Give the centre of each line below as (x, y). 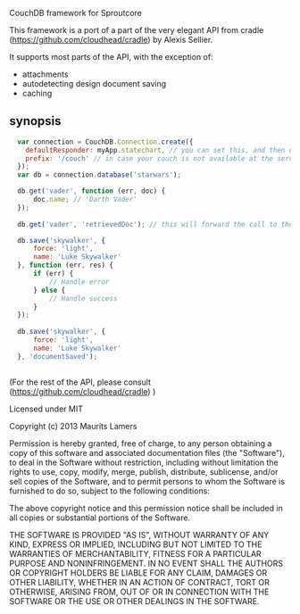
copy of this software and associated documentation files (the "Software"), (147, 452)
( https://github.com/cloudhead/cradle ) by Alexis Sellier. (111, 40)
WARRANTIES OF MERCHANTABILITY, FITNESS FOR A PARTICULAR (135, 553)
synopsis (35, 121)
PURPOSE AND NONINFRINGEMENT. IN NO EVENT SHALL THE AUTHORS (146, 563)
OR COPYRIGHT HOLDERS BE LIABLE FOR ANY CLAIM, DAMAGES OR (138, 573)
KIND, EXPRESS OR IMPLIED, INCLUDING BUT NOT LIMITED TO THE (136, 544)
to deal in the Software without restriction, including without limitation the (144, 462)
